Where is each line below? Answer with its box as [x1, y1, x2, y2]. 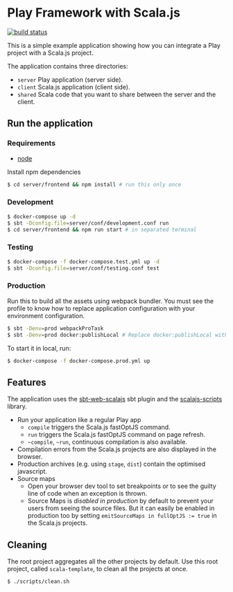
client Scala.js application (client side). [17, 82, 130, 91]
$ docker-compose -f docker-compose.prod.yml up [7, 357, 150, 365]
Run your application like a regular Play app [17, 416, 141, 424]
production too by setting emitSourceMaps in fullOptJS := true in [27, 512, 217, 520]
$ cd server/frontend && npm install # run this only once [7, 181, 182, 188]
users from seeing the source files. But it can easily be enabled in [27, 504, 215, 512]
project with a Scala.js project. [7, 49, 94, 57]
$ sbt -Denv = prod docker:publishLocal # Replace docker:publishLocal [7, 331, 213, 338]
